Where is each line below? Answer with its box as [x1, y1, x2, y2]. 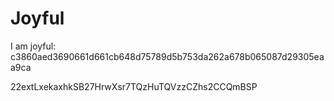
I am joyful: [10, 40, 57, 52]
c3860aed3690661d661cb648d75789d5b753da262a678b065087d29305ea [10, 50, 325, 62]
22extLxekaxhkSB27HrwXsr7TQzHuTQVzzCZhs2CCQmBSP [10, 80, 258, 92]
